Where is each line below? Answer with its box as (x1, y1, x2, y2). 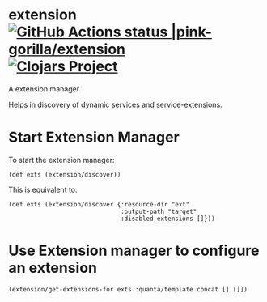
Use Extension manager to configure (8, 241, 260, 260)
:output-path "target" (120, 207, 197, 215)
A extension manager (8, 83, 79, 94)
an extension (8, 259, 98, 277)
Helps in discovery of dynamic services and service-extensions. (8, 100, 222, 109)
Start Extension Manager (8, 128, 180, 147)
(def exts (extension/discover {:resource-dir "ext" (8, 200, 190, 208)
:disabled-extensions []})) (120, 215, 216, 223)
